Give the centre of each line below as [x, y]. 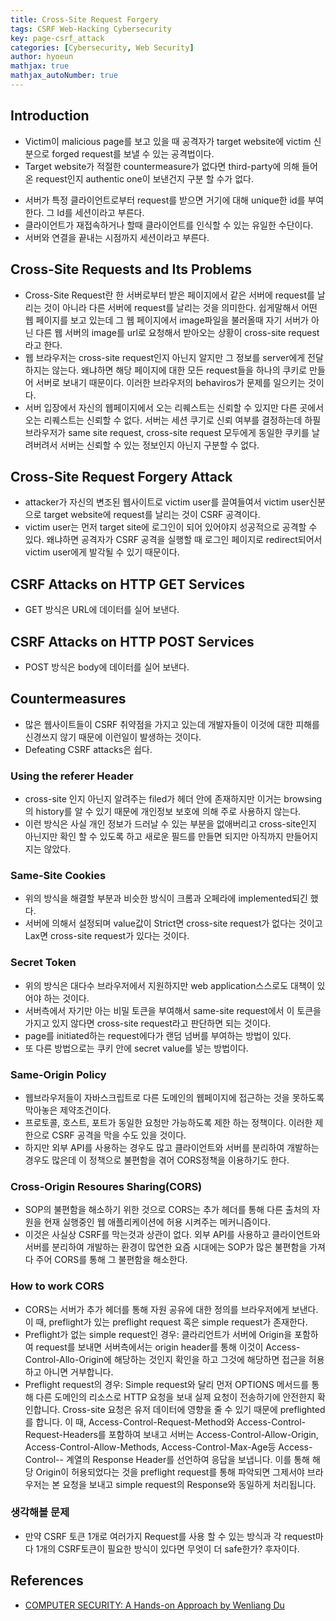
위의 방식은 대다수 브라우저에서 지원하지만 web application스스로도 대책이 [169, 985]
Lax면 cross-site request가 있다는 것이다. [107, 936]
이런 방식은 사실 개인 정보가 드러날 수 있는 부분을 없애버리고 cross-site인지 [170, 824]
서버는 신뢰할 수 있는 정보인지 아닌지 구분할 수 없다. [159, 445]
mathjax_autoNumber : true [64, 76]
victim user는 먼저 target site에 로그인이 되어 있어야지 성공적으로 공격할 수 [171, 527]
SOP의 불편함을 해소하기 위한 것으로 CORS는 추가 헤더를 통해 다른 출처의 [167, 1210]
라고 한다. [43, 345]
